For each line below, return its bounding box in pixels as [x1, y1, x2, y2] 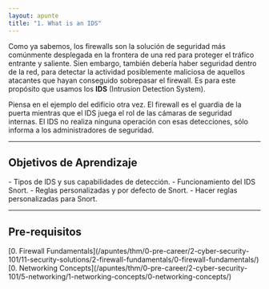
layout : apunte [8, 11, 59, 20]
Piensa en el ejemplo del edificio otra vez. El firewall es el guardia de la [8, 100, 242, 109]
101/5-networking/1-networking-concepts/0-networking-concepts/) [8, 272, 232, 282]
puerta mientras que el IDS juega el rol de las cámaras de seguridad [8, 108, 232, 117]
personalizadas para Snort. [8, 194, 98, 204]
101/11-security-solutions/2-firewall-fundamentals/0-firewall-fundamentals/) [8, 254, 259, 265]
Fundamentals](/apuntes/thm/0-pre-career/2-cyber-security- [46, 246, 250, 256]
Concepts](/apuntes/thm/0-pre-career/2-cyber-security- [59, 263, 248, 273]
